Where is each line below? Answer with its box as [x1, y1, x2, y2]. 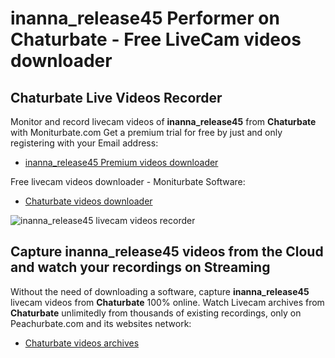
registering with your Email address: [10, 137, 159, 149]
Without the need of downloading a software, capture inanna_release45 [10, 285, 310, 297]
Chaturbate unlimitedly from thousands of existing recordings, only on [10, 307, 302, 319]
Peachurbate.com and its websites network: [10, 317, 192, 329]
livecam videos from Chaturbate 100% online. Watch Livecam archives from [10, 296, 325, 308]
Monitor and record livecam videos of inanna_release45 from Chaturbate [10, 116, 317, 127]
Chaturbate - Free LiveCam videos [10, 28, 302, 51]
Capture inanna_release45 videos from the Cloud [10, 243, 324, 261]
